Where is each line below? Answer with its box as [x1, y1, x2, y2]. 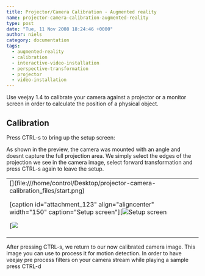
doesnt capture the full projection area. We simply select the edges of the [6, 152, 192, 159]
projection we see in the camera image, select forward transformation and [6, 158, 193, 166]
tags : [6, 43, 20, 49]
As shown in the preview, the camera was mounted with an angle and [6, 146, 181, 153]
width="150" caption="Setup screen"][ [9, 208, 123, 216]
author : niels [6, 32, 43, 38]
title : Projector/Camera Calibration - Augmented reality [6, 9, 157, 15]
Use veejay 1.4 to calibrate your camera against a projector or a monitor [6, 94, 187, 101]
